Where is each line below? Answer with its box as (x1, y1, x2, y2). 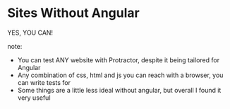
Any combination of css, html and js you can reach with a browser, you (17, 71, 224, 79)
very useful (17, 93, 51, 102)
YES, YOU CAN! (7, 28, 54, 37)
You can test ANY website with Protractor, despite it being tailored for (17, 55, 220, 64)
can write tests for (17, 78, 71, 86)
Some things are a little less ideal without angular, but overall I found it (17, 86, 222, 94)
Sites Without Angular (7, 5, 140, 21)
